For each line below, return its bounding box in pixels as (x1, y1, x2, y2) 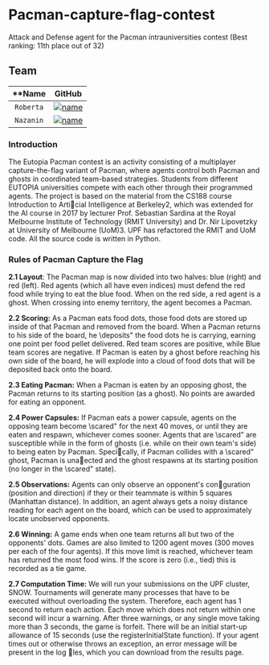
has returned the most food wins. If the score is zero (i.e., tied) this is (8, 555, 237, 564)
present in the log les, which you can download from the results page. (8, 647, 244, 657)
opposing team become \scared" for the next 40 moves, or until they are (8, 421, 248, 431)
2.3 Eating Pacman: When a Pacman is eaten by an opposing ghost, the (8, 380, 247, 390)
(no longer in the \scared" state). (8, 464, 116, 474)
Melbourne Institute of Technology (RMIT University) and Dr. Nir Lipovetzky (8, 217, 258, 227)
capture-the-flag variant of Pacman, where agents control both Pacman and (8, 166, 260, 175)
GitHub (55, 88, 83, 99)
